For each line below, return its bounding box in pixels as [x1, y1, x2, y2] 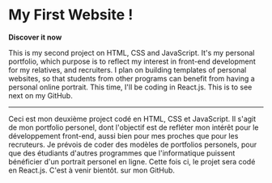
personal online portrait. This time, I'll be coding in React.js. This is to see [8, 82, 253, 92]
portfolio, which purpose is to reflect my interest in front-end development [8, 56, 257, 66]
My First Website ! [8, 6, 134, 24]
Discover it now [8, 32, 62, 42]
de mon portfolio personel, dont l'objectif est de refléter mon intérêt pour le [8, 123, 259, 132]
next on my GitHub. [8, 90, 73, 100]
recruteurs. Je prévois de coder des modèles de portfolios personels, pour [8, 139, 257, 149]
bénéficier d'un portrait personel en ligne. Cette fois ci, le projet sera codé [8, 156, 256, 166]
